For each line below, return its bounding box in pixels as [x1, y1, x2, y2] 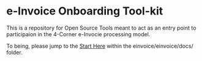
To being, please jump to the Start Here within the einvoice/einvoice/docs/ [6, 42, 194, 50]
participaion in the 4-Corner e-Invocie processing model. [6, 30, 151, 37]
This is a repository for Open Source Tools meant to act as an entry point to [6, 24, 196, 31]
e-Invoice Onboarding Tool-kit [6, 4, 163, 18]
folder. [6, 48, 23, 56]
